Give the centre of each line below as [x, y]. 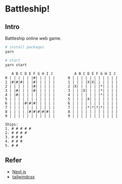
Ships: [12, 124]
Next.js [19, 172]
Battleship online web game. [33, 38]
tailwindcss [23, 177]
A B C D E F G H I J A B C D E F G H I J [64, 73]
